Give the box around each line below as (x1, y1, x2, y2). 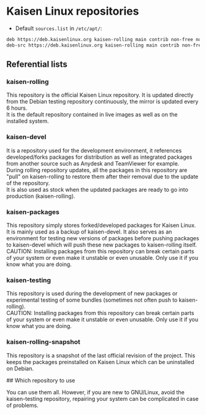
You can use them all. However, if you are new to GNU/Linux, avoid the (6, 388, 185, 396)
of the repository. (6, 179, 50, 186)
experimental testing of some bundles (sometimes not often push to (6, 296, 178, 304)
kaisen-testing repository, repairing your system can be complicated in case (6, 395, 199, 402)
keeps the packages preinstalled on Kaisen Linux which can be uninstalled (6, 358, 194, 365)
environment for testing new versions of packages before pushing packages (6, 234, 199, 242)
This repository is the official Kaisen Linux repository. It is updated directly (6, 91, 194, 99)
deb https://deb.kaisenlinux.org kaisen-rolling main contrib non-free (6, 36, 193, 42)
